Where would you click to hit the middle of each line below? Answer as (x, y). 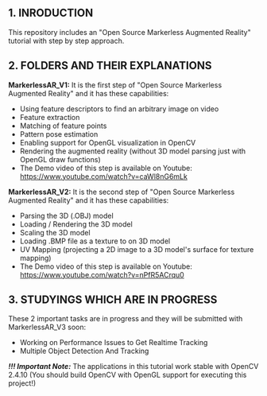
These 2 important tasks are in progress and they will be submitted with (126, 319)
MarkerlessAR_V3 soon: (47, 327)
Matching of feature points (63, 126)
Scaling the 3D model (55, 232)
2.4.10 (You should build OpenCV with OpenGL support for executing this (128, 375)
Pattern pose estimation (59, 134)
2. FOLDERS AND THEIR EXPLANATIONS (110, 66)
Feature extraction (50, 117)
